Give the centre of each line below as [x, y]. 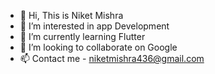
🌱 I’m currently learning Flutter [82, 36]
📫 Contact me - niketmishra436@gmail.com [112, 58]
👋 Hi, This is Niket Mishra [71, 15]
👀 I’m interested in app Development [94, 26]
